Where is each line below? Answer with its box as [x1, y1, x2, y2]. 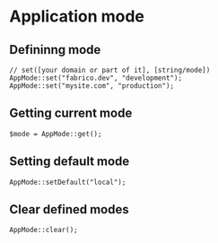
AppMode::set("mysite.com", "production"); [9, 82, 175, 91]
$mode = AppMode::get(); [9, 129, 102, 138]
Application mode [9, 6, 145, 27]
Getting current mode [9, 106, 133, 121]
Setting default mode [9, 154, 130, 169]
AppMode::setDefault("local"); [9, 178, 126, 187]
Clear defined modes [9, 202, 129, 217]
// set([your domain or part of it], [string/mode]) [9, 65, 211, 74]
